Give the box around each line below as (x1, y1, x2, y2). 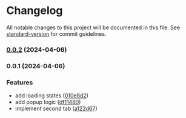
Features (6, 78, 33, 86)
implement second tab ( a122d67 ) (15, 105, 98, 113)
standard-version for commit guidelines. (6, 30, 107, 37)
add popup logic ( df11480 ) (15, 99, 81, 106)
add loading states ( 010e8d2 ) (15, 92, 89, 99)
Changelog (6, 4, 63, 18)
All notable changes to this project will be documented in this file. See (6, 24, 181, 31)
